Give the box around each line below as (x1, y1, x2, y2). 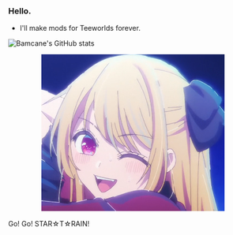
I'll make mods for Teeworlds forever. (19, 24, 141, 33)
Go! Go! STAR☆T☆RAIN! (8, 219, 90, 229)
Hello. (8, 6, 32, 17)
